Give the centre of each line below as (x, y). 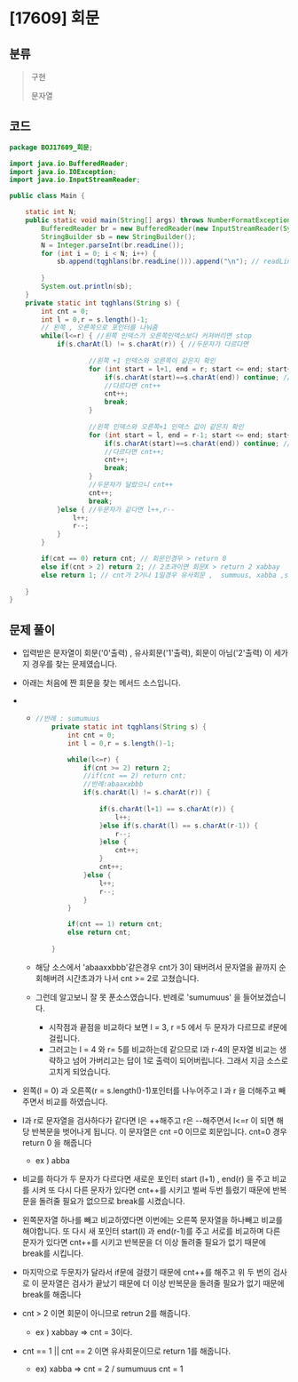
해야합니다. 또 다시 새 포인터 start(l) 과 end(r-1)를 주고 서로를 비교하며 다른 (151, 1231)
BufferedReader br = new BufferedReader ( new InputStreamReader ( (162, 228)
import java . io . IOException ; (63, 172)
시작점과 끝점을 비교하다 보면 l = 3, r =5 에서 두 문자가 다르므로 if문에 (168, 1027)
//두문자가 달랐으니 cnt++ (131, 485)
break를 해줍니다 (51, 1294)
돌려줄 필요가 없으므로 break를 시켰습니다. (112, 1201)
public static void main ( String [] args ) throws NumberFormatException (158, 220)
